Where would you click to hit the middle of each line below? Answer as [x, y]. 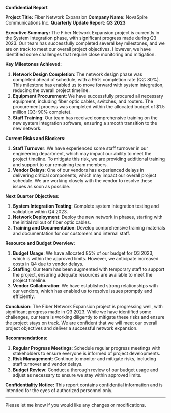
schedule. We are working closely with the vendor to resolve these [82, 181]
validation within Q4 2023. [40, 211]
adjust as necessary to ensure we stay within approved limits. [77, 375]
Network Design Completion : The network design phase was [77, 74]
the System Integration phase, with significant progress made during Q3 [81, 38]
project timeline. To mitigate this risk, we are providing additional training [89, 159]
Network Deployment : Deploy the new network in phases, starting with [88, 217]
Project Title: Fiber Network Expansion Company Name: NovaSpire [77, 17]
